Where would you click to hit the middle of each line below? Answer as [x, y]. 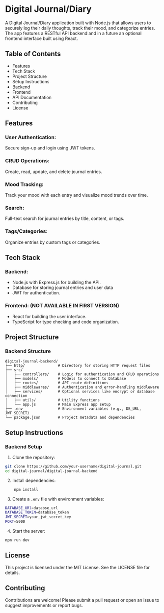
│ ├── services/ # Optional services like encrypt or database [80, 392]
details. [13, 573]
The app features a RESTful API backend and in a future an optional [73, 33]
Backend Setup [24, 446]
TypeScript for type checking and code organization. [66, 322]
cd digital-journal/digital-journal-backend [51, 471]
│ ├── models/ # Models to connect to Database [66, 379]
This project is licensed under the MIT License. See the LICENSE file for [78, 567]
